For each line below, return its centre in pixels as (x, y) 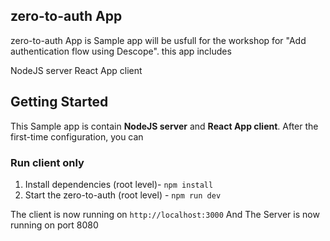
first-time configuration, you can (77, 136)
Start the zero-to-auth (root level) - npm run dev (123, 195)
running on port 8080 (54, 225)
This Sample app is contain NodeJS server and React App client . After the (164, 126)
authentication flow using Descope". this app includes (121, 51)
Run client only (47, 162)
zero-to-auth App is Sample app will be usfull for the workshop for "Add (158, 40)
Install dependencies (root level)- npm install (119, 184)
